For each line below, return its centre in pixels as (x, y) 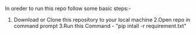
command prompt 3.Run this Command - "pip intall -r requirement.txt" (100, 26)
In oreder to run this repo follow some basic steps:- (68, 8)
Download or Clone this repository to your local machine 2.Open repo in (102, 20)
